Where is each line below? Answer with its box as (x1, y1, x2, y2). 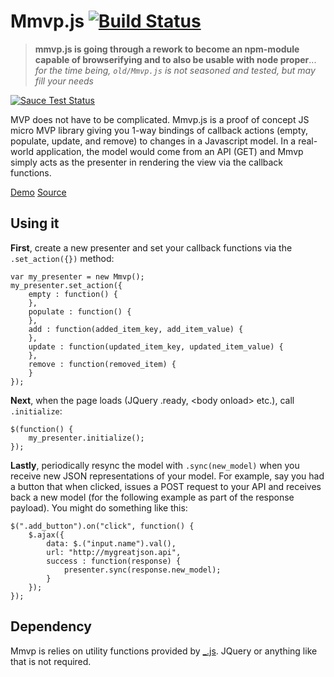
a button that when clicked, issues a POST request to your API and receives (10, 480, 322, 492)
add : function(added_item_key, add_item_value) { (28, 324, 244, 334)
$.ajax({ (28, 530, 65, 540)
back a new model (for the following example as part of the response (10, 491, 295, 503)
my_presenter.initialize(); (28, 433, 145, 443)
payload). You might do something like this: (10, 501, 188, 514)
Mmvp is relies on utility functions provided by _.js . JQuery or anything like (10, 645, 318, 657)
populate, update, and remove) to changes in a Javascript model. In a (10, 135, 297, 147)
